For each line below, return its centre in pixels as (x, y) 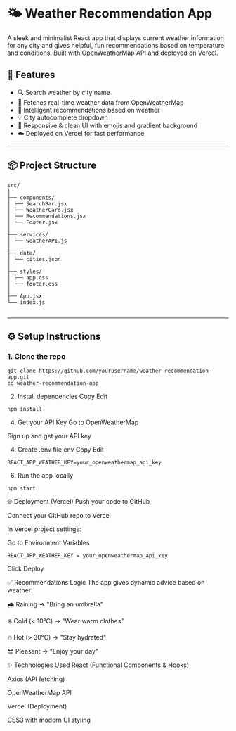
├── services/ (28, 234)
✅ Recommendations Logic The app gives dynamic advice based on (106, 583)
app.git (19, 377)
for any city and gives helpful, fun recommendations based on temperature (116, 45)
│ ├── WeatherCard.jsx (40, 210)
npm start (22, 489)
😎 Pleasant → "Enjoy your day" (53, 651)
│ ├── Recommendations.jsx (47, 216)
